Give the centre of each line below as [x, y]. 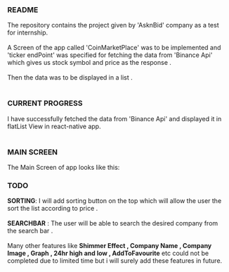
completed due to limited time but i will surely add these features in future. [115, 261]
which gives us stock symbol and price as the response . [90, 63]
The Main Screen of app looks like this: [64, 167]
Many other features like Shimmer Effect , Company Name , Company [110, 246]
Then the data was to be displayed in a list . [70, 78]
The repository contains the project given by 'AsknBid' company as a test [113, 25]
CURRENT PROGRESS [45, 104]
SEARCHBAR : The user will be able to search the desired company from [113, 223]
